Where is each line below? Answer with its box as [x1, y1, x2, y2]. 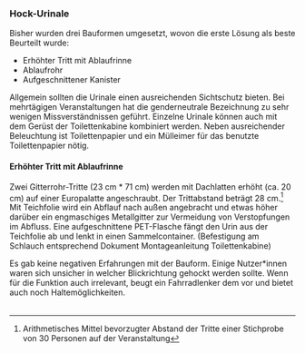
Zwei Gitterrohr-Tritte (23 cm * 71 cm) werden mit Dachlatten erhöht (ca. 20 [9, 181, 292, 192]
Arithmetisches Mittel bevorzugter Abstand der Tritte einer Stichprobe [22, 323, 284, 334]
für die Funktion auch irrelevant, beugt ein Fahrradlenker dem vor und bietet [9, 278, 293, 289]
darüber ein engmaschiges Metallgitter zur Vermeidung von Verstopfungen [9, 211, 290, 222]
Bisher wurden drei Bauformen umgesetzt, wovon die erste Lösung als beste [9, 28, 296, 39]
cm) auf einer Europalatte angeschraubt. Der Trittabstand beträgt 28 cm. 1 [9, 191, 284, 203]
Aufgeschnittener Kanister [22, 74, 121, 85]
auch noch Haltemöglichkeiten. [9, 287, 125, 298]
